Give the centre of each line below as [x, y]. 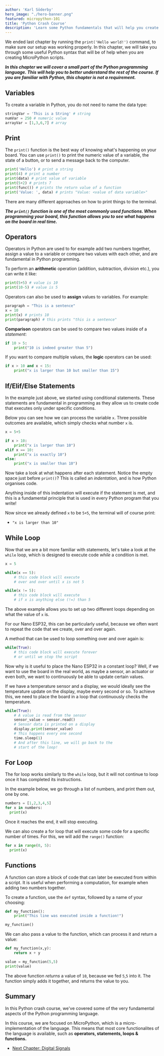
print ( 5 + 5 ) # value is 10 [31, 283]
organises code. [21, 484]
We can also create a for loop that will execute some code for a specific [77, 831]
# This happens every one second [48, 734]
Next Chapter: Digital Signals [41, 1048]
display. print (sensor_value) [44, 729]
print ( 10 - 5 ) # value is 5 [31, 288]
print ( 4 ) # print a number [33, 174]
